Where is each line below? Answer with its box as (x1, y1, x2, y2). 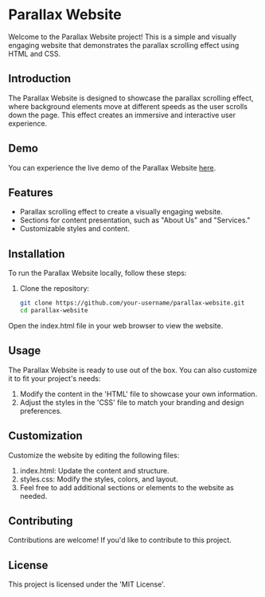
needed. (19, 491, 48, 501)
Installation (8, 247, 65, 261)
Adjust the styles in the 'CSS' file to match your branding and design (19, 397, 244, 407)
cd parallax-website (19, 307, 88, 315)
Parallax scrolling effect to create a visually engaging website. (19, 207, 223, 217)
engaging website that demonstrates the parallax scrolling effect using (8, 40, 240, 49)
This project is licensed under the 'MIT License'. (8, 579, 166, 589)
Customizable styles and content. (19, 224, 130, 234)
